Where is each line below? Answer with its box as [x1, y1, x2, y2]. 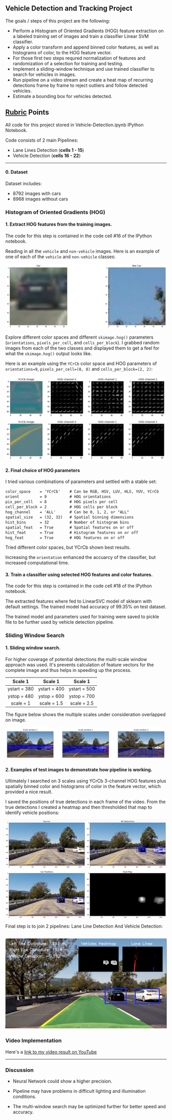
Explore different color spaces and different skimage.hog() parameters [5, 334, 154, 340]
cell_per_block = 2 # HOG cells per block [5, 505, 118, 510]
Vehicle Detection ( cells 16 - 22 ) [12, 152, 81, 159]
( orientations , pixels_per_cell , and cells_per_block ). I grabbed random [5, 339, 160, 345]
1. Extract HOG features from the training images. [5, 221, 112, 227]
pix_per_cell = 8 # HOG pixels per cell [5, 499, 118, 505]
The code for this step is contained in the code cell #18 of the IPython [5, 583, 152, 589]
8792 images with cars [12, 190, 61, 197]
